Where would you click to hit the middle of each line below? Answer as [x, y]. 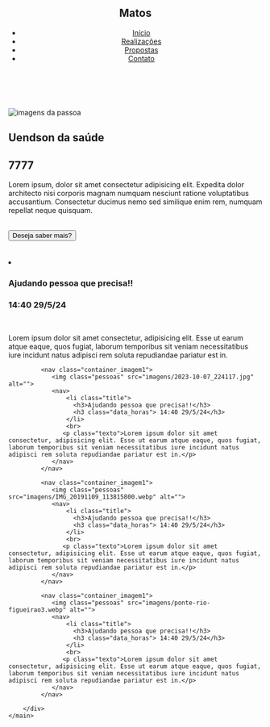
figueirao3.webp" [37, 610]
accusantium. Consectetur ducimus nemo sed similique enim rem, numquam [135, 202]
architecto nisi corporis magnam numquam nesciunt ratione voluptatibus [129, 194]
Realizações [141, 41]
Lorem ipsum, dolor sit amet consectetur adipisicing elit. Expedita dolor [126, 185]
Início [141, 32]
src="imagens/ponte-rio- [169, 603]
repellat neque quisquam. [51, 211]
